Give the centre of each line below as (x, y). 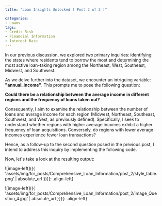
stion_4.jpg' (16, 198)
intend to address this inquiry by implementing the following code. (71, 150)
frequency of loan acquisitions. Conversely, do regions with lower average (79, 130)
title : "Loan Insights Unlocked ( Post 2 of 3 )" (56, 9)
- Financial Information (30, 37)
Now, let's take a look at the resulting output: (50, 159)
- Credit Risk (19, 32)
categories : (17, 18)
